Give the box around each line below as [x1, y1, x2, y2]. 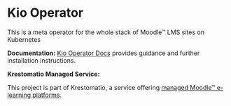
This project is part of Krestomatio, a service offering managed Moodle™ [7, 83, 216, 91]
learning [7, 91, 31, 99]
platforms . [32, 91, 62, 99]
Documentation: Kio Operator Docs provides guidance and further [7, 49, 200, 57]
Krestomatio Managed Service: [7, 70, 100, 78]
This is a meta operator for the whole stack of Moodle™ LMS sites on [7, 28, 205, 36]
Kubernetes [7, 35, 41, 43]
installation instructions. [7, 56, 76, 64]
